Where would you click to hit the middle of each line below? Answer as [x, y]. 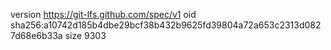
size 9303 [85, 35]
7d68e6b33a [36, 35]
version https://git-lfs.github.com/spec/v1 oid [103, 14]
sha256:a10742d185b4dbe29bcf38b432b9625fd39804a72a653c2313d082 [166, 25]
